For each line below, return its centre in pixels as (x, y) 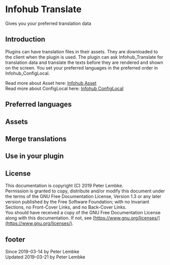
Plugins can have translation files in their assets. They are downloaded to (82, 51)
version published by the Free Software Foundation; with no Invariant (77, 202)
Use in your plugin (35, 156)
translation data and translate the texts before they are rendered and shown (84, 62)
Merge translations (36, 139)
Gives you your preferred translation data (48, 23)
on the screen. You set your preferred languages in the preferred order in (82, 68)
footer (15, 239)
